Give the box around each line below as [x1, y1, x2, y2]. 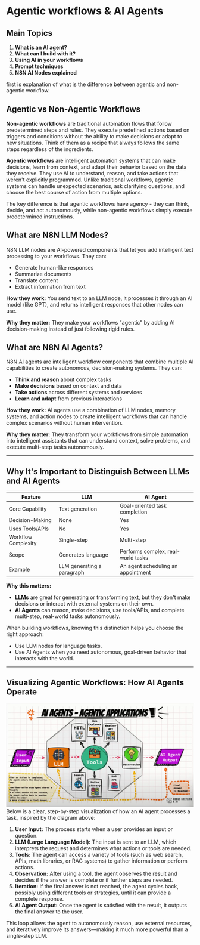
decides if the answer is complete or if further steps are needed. [14, 876, 173, 884]
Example [8, 566, 30, 573]
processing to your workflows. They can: [6, 252, 107, 260]
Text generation [58, 505, 97, 512]
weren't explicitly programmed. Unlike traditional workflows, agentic [6, 176, 174, 183]
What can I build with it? [14, 50, 76, 57]
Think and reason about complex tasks [14, 376, 112, 383]
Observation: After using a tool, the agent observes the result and [14, 870, 177, 877]
